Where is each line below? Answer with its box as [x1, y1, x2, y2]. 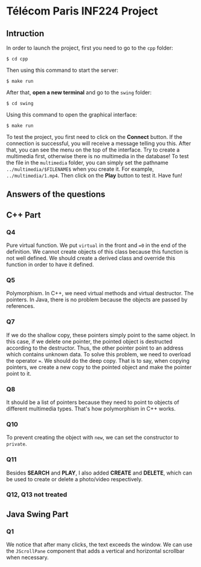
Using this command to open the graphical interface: [6, 111, 138, 118]
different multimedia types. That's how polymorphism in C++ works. [6, 405, 176, 412]
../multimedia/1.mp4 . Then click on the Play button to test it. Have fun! [6, 172, 183, 179]
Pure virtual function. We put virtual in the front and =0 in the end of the [6, 242, 187, 249]
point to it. [6, 370, 31, 377]
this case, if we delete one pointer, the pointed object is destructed [6, 338, 173, 345]
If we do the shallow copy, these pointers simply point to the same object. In [6, 331, 196, 339]
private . [6, 440, 27, 447]
